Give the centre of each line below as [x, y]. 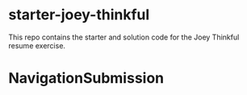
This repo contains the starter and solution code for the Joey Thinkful [124, 37]
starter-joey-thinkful [79, 15]
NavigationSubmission [86, 78]
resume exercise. [37, 45]
